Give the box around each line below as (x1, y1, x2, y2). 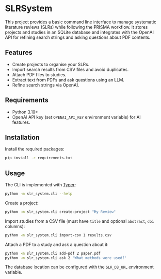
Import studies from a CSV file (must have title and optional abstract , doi (5, 218, 154, 224)
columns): (5, 223, 25, 229)
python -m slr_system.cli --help (5, 191, 73, 197)
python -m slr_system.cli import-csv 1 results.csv (5, 232, 112, 238)
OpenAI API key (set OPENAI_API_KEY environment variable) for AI (12, 114, 141, 120)
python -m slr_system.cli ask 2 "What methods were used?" (5, 255, 127, 260)
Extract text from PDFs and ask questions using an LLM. (12, 77, 125, 82)
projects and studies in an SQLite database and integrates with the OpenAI (5, 29, 154, 35)
